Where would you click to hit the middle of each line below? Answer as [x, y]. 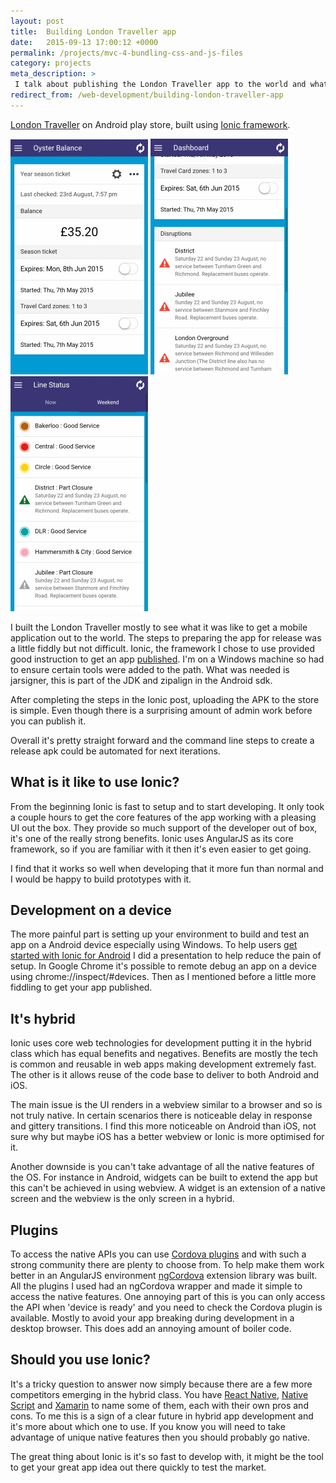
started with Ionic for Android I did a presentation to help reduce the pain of [166, 956]
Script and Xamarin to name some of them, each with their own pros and [159, 1405]
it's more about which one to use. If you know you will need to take [148, 1426]
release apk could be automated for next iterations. [115, 751]
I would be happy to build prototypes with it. [101, 879]
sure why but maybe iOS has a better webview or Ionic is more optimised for [167, 1137]
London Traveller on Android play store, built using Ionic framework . [150, 124]
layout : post [37, 21]
